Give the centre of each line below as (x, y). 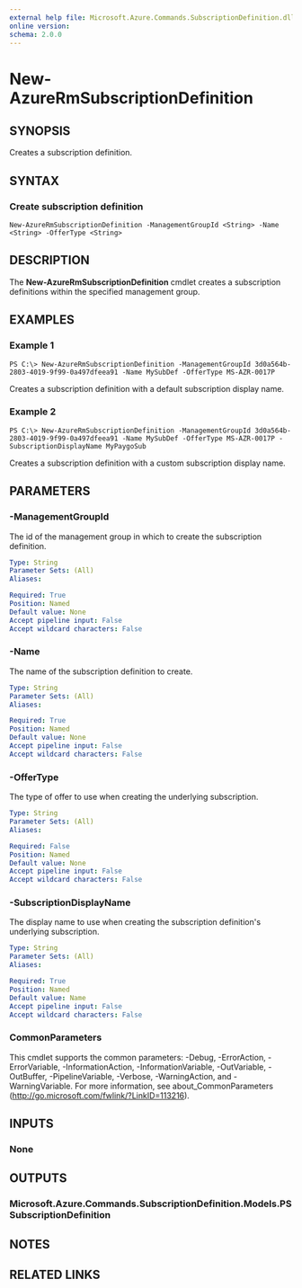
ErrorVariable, (35, 1067)
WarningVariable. (41, 1086)
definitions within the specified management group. (105, 291)
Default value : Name (48, 998)
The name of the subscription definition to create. (101, 671)
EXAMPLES (42, 320)
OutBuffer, (28, 1076)
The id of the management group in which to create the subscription (136, 537)
